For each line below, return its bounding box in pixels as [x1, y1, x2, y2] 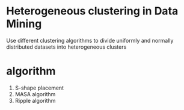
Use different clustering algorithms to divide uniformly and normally [6, 37, 174, 44]
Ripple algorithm [14, 97, 56, 104]
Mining [6, 17, 42, 31]
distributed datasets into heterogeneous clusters [6, 43, 127, 50]
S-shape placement [14, 84, 64, 91]
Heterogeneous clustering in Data [6, 4, 179, 18]
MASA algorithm [14, 90, 56, 97]
